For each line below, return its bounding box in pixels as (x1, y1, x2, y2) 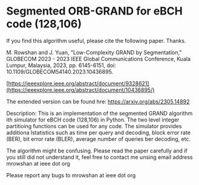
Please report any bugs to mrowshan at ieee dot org (6, 171, 136, 179)
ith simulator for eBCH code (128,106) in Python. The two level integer (6, 116, 180, 123)
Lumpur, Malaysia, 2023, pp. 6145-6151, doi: (6, 62, 116, 69)
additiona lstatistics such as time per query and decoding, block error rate (6, 129, 191, 136)
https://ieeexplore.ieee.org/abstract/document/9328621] (8, 80, 149, 87)
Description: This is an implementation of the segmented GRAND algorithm (6, 109, 193, 117)
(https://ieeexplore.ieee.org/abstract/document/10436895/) (6, 86, 155, 93)
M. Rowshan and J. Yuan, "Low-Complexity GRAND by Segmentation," (6, 48, 182, 56)
